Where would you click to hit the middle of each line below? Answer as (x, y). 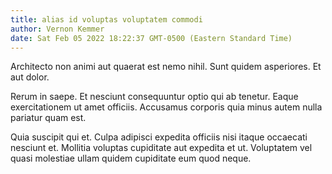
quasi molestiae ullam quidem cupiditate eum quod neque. (131, 158)
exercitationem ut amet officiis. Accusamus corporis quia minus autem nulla (166, 107)
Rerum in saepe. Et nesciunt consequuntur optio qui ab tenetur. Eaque (154, 97)
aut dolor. (30, 77)
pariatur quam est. (48, 118)
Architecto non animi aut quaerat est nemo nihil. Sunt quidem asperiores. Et (166, 67)
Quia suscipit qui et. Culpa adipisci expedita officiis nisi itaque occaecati (159, 137)
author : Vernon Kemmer (57, 29)
